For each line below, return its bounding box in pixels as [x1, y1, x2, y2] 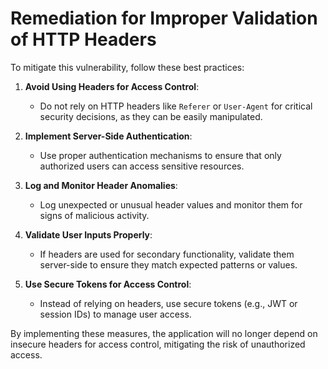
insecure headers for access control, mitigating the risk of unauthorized [10, 338, 306, 350]
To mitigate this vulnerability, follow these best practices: [10, 61, 245, 73]
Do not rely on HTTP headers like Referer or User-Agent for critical [39, 100, 313, 112]
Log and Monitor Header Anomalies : [24, 179, 178, 191]
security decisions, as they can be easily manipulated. [39, 110, 263, 122]
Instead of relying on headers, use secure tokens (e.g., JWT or [39, 297, 298, 309]
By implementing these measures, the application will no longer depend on [10, 327, 318, 339]
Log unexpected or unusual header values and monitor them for [39, 198, 303, 211]
